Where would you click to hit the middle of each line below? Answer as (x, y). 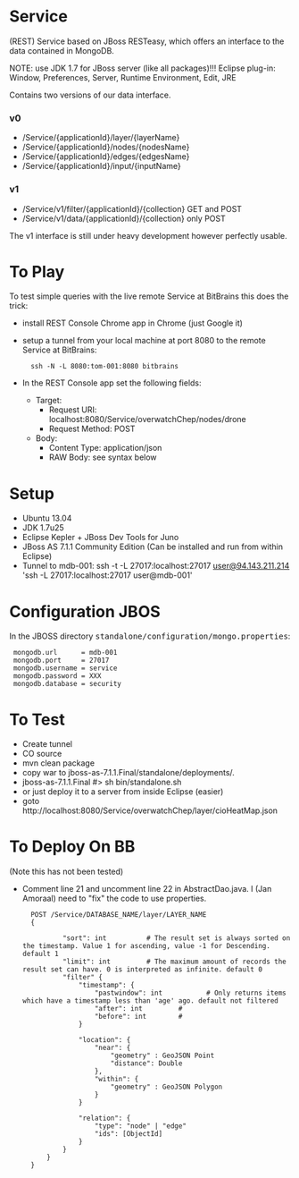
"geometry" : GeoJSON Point (162, 1056)
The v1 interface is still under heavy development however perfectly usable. (148, 235)
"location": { (105, 1040)
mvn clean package (58, 763)
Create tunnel (47, 744)
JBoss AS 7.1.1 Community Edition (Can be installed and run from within (153, 547)
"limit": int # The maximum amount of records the (174, 962)
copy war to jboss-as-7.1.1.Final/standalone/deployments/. (128, 773)
